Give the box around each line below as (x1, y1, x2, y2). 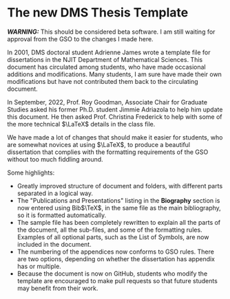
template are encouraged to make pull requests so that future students (17, 276, 218, 285)
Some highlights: (7, 168, 55, 177)
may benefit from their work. (17, 284, 98, 292)
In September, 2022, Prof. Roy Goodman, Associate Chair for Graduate (7, 98, 208, 106)
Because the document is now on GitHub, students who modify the (17, 269, 208, 278)
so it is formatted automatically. (17, 211, 107, 219)
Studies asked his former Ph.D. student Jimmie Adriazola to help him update (7, 105, 223, 113)
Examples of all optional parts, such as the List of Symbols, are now (17, 232, 209, 241)
